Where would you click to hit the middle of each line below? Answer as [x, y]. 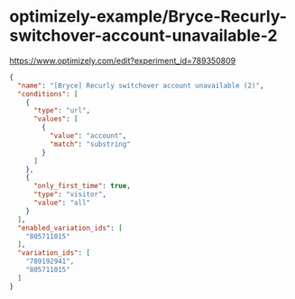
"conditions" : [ [48, 94]
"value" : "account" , [88, 136]
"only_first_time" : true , [82, 186]
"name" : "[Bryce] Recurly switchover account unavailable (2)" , [141, 86]
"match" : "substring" [90, 144]
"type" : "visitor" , [69, 195]
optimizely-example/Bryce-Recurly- [148, 17]
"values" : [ [55, 119]
